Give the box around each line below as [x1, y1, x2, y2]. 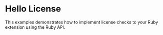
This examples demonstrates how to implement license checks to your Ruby [5, 19, 159, 25]
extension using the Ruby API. [5, 24, 65, 30]
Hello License [5, 3, 61, 14]
